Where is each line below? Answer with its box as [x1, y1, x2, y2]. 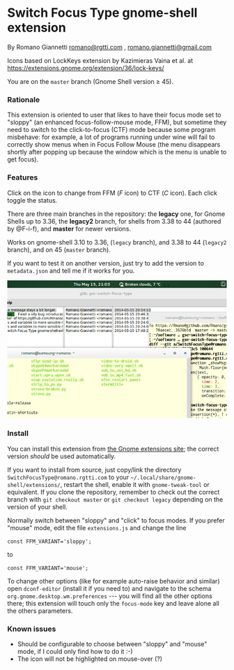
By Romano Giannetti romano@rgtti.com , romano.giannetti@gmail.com [7, 43, 212, 51]
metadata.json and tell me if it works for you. [7, 266, 135, 275]
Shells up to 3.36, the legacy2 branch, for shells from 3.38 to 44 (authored [7, 217, 221, 225]
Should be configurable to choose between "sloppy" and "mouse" [17, 640, 208, 648]
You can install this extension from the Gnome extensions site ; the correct [7, 444, 219, 453]
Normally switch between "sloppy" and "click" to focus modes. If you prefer [7, 516, 225, 525]
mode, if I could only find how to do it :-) [17, 648, 134, 656]
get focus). [7, 155, 39, 163]
